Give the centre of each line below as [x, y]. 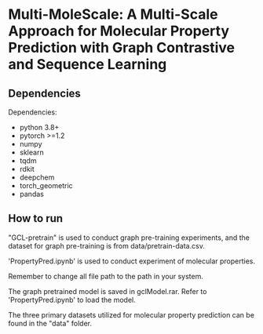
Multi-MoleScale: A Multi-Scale [113, 15]
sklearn [32, 152]
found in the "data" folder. [50, 323]
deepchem [37, 177]
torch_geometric [46, 185]
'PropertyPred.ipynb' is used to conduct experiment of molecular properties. [132, 261]
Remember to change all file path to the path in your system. [106, 276]
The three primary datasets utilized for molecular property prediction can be [131, 314]
